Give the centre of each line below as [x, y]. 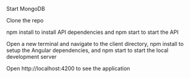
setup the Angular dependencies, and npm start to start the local [87, 50]
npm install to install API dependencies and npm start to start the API [92, 32]
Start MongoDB [26, 9]
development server [31, 57]
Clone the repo [25, 20]
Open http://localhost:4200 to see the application [68, 68]
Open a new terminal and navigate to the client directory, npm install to [95, 44]
